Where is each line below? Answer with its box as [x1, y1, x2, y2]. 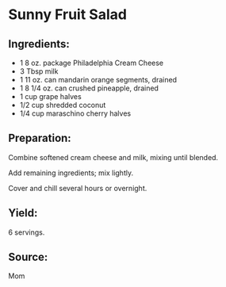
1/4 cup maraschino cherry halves [19, 109, 132, 118]
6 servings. [8, 228, 45, 237]
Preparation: [8, 132, 71, 145]
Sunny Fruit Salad [8, 6, 127, 24]
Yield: [8, 206, 38, 220]
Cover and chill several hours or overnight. [8, 183, 147, 193]
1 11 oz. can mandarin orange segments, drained [19, 75, 177, 84]
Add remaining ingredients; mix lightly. [8, 168, 133, 178]
